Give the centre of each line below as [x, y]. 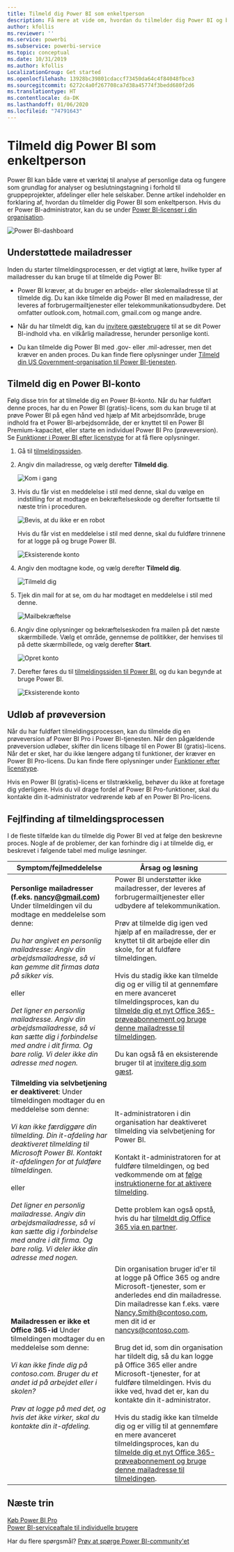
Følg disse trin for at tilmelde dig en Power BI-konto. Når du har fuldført [109, 401]
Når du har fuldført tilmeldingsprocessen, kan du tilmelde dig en [99, 731]
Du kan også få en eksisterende [166, 1054]
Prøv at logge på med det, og [58, 1408]
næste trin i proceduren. [52, 506]
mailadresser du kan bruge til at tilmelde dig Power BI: [85, 277]
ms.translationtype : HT [42, 91]
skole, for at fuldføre [148, 949]
